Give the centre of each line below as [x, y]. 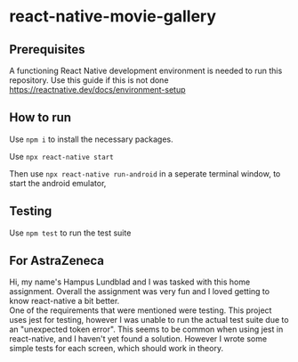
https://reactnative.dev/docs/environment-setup [97, 90]
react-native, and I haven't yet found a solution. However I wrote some [138, 339]
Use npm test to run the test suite [70, 233]
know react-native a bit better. [64, 301]
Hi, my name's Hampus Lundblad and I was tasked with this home [130, 282]
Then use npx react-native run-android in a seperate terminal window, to [145, 173]
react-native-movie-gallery [113, 16]
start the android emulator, [58, 183]
